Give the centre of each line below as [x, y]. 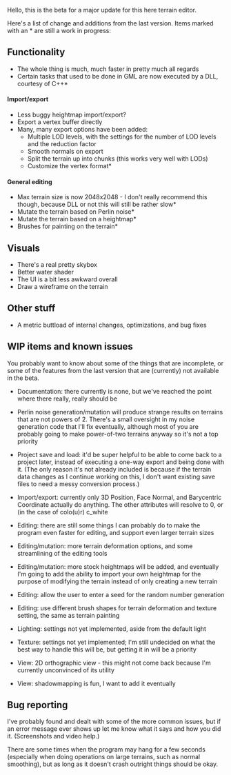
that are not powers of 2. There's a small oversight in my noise [106, 419]
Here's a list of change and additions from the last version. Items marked [110, 23]
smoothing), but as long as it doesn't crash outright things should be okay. [113, 764]
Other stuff [31, 309]
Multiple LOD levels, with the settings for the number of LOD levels [122, 137]
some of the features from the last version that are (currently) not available [113, 370]
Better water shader [46, 272]
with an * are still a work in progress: [59, 31]
